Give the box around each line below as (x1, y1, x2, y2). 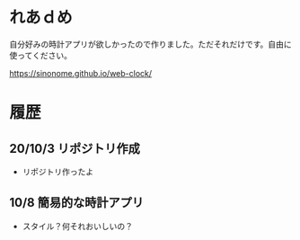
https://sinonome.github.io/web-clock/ (9, 67, 153, 78)
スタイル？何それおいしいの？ (22, 220, 133, 231)
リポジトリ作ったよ (22, 166, 94, 177)
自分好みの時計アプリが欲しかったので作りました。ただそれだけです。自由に (9, 39, 292, 49)
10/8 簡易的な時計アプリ (9, 195, 145, 210)
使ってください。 (9, 49, 72, 60)
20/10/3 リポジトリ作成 (9, 140, 141, 156)
